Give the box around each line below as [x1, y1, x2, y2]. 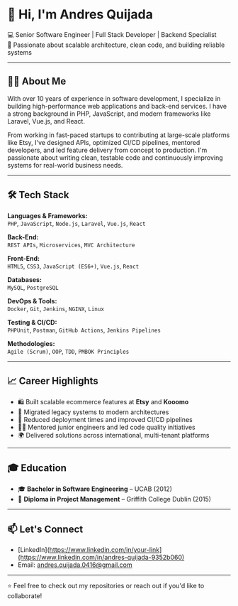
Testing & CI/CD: [7, 318, 57, 326]
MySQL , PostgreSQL [7, 283, 59, 291]
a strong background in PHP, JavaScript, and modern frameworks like [7, 109, 211, 118]
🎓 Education [7, 462, 67, 474]
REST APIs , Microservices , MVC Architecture [7, 240, 136, 249]
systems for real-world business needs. [7, 161, 123, 169]
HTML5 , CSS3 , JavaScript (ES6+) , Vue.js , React [7, 261, 140, 270]
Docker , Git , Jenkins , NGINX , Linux [7, 304, 105, 313]
